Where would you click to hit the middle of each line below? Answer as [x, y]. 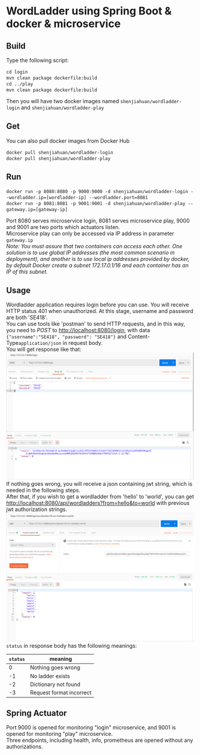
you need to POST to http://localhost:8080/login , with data [78, 330]
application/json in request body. [60, 343]
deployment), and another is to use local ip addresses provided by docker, [98, 258]
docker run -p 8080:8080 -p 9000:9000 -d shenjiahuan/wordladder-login [97, 191]
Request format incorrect [61, 693]
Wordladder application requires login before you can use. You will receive [98, 305]
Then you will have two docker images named [63, 101]
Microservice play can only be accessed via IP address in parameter [90, 233]
